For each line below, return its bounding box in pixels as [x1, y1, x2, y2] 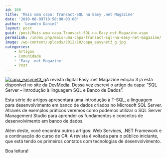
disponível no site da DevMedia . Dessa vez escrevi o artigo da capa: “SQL [5, 82, 157, 88]
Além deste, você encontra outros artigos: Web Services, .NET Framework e [5, 128, 162, 134]
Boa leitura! [5, 148, 29, 154]
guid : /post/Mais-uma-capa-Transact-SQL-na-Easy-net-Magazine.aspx [5, 30, 149, 35]
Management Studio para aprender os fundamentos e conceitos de [5, 113, 144, 119]
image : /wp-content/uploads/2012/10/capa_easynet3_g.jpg [5, 40, 126, 45]
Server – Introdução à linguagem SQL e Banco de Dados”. [5, 87, 124, 93]
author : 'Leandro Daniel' [5, 21, 59, 26]
